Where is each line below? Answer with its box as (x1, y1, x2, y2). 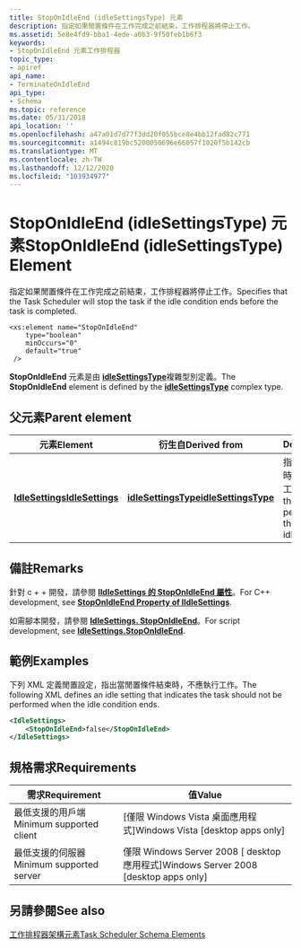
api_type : (9, 88, 47, 97)
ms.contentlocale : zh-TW (9, 154, 102, 164)
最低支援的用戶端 (13, 806, 87, 819)
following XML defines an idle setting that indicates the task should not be (9, 689, 282, 700)
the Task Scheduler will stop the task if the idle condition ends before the (9, 296, 279, 307)
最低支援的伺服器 (13, 847, 87, 859)
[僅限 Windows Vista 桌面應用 (122, 811, 248, 823)
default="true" (25, 347, 82, 355)
